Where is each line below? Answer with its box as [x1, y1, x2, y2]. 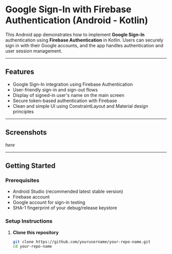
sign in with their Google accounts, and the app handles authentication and [5, 42, 164, 48]
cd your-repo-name [12, 244, 52, 249]
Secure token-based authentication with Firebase [12, 97, 117, 104]
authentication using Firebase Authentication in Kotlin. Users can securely [5, 37, 164, 43]
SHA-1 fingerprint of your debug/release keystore [12, 205, 117, 211]
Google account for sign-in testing [12, 199, 85, 206]
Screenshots [5, 128, 47, 137]
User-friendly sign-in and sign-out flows [12, 86, 98, 93]
